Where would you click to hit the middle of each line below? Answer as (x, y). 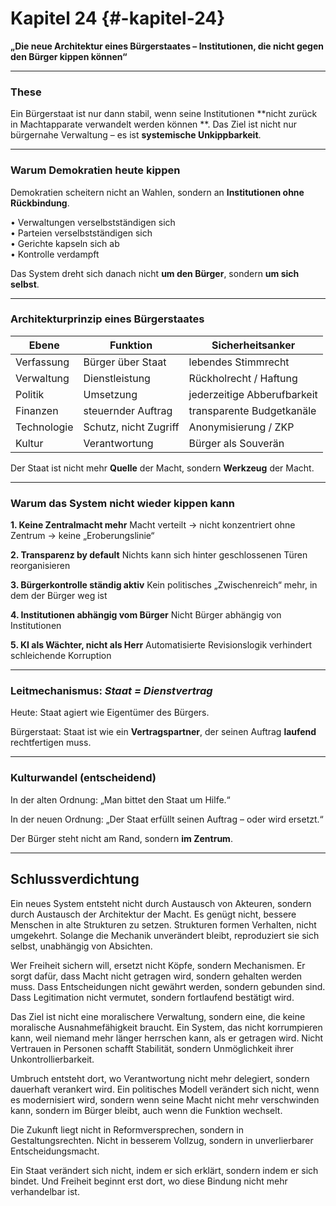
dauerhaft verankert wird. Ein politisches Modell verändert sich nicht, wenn (165, 1089)
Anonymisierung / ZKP (241, 427)
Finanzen (37, 410)
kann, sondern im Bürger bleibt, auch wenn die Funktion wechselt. (146, 1110)
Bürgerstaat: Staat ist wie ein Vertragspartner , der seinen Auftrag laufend (163, 732)
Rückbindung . (40, 203)
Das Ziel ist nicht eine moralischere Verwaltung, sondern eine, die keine (158, 1016)
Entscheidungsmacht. (55, 1151)
